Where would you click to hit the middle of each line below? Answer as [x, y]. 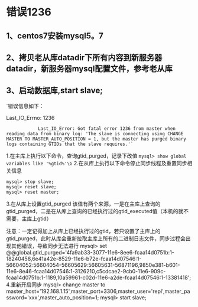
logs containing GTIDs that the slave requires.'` [70, 144]
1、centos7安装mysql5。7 [55, 36]
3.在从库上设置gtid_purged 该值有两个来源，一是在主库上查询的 [83, 204]
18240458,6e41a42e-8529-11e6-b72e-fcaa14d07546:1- [74, 259]
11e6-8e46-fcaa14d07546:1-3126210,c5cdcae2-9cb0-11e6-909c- [86, 271]
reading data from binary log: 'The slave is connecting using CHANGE [95, 133]
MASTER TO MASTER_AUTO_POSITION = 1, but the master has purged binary [96, 139]
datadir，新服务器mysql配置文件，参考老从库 [90, 68]
